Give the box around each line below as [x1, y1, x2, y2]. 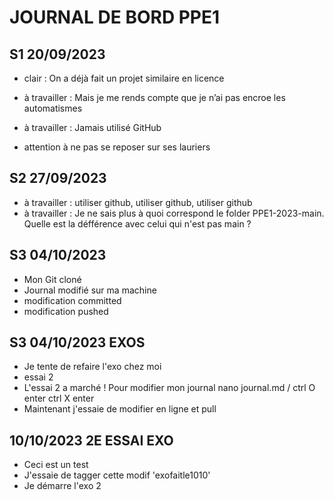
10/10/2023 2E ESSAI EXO [9, 432, 174, 449]
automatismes [23, 102, 83, 114]
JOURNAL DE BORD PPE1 [9, 6, 221, 29]
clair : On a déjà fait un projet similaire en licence [23, 72, 225, 84]
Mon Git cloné [23, 273, 82, 285]
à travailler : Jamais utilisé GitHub [23, 122, 162, 133]
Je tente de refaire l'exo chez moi [23, 361, 162, 373]
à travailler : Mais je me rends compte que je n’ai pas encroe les [23, 92, 286, 103]
